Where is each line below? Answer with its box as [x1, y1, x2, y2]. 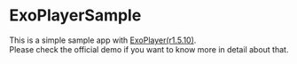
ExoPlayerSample [9, 5, 142, 26]
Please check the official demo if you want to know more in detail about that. [9, 44, 289, 54]
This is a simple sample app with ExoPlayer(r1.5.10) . [9, 35, 197, 45]
